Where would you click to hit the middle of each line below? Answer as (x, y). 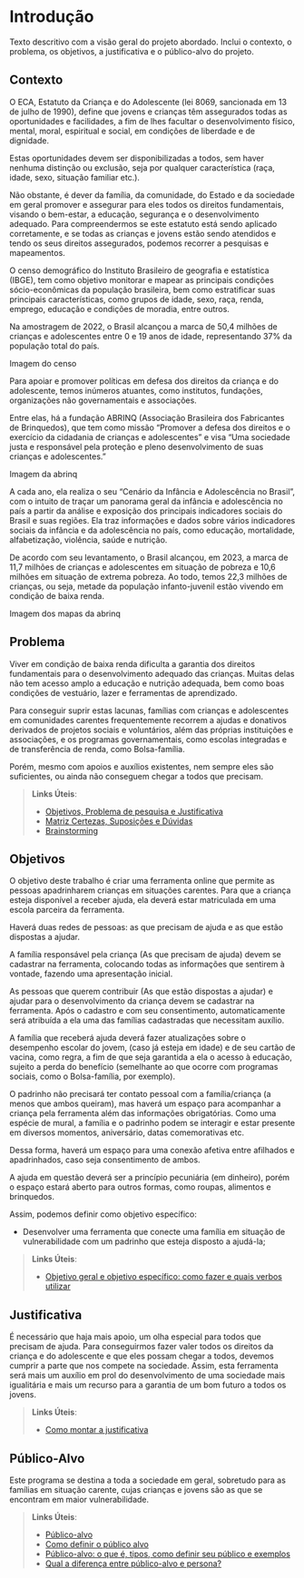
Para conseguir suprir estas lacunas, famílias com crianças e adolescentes (149, 711)
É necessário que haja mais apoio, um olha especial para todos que (135, 1337)
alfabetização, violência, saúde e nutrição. (88, 539)
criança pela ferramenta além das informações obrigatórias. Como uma (143, 1113)
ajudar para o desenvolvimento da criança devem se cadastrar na (132, 1001)
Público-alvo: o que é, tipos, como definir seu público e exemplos (167, 1554)
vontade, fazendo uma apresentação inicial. (91, 974)
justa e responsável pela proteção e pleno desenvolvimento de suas (137, 446)
